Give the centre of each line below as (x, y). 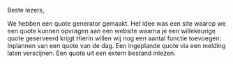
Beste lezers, (26, 10)
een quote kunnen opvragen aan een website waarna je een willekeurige (112, 31)
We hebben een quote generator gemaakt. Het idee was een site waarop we (117, 23)
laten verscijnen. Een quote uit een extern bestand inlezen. (91, 53)
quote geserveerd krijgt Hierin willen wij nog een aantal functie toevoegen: (114, 38)
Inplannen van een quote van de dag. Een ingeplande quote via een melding (116, 46)
